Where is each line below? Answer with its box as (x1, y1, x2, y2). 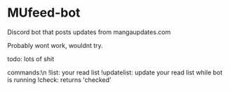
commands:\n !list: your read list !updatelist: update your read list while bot (7, 68, 223, 76)
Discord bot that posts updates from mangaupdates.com (7, 28, 171, 36)
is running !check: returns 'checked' (7, 75, 111, 84)
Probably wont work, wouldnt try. (7, 41, 103, 49)
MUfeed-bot (7, 5, 81, 21)
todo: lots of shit (7, 54, 55, 63)
